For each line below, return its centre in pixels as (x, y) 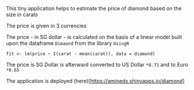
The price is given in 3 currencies (46, 26)
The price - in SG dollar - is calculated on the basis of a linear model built (94, 37)
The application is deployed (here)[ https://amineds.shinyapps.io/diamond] (96, 81)
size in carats (22, 15)
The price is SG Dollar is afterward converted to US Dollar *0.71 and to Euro (97, 64)
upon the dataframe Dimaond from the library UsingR (68, 43)
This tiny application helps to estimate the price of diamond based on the (94, 8)
